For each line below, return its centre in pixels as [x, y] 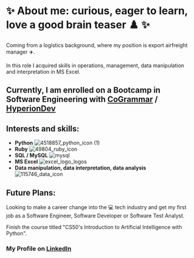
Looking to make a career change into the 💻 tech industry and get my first [96, 207]
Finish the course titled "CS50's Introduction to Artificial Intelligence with [94, 227]
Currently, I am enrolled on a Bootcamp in [83, 90]
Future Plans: [31, 193]
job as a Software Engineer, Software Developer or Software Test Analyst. [96, 216]
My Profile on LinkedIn [39, 249]
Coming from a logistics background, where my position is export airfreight [97, 45]
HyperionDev [31, 109]
